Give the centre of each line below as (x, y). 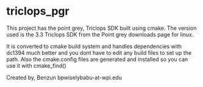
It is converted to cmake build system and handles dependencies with (94, 46)
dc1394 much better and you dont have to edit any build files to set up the (99, 52)
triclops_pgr (38, 11)
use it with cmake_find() (36, 66)
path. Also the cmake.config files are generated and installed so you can (97, 59)
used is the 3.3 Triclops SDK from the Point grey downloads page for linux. (100, 34)
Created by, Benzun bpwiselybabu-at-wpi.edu (64, 77)
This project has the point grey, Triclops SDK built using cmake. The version (101, 28)
